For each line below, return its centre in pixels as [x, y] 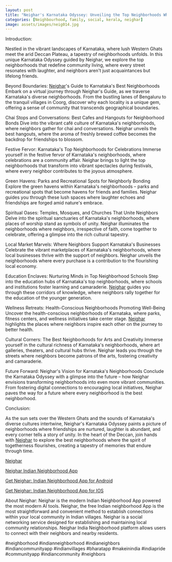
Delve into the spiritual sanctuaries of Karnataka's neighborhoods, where [82, 218]
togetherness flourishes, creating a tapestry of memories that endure [78, 446]
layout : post [19, 10]
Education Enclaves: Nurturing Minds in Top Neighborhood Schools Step [82, 276]
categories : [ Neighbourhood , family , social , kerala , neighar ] [74, 19]
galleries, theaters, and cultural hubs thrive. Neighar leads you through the [84, 350]
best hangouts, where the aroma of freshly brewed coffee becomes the [81, 134]
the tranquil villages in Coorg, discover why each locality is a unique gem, [83, 102]
